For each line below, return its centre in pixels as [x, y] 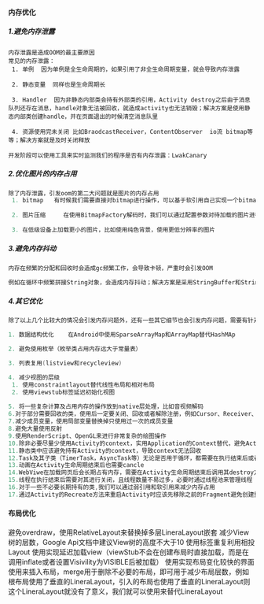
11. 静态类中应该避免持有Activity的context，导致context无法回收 [105, 450]
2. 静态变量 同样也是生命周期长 [59, 84]
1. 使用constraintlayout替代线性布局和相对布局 [83, 385]
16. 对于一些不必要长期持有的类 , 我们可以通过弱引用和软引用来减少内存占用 [112, 487]
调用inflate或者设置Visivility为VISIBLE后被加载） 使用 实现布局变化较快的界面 [131, 562]
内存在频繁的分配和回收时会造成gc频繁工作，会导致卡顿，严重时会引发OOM [111, 268]
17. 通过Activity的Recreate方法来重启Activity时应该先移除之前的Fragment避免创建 [131, 495]
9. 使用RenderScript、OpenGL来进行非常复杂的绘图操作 [87, 436]
